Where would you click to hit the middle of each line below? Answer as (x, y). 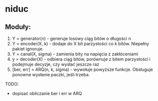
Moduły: (18, 27)
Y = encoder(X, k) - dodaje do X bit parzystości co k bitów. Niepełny (81, 44)
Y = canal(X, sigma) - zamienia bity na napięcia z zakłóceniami (75, 54)
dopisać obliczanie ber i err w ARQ (47, 93)
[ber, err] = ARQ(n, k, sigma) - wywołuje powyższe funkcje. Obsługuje (82, 69)
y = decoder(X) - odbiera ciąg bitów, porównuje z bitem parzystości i (81, 59)
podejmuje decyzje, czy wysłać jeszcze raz (56, 64)
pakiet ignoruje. (28, 49)
